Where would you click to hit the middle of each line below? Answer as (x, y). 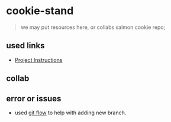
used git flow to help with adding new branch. (70, 113)
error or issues (34, 98)
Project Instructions (38, 60)
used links (25, 46)
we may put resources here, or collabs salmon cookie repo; (93, 27)
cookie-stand (40, 11)
